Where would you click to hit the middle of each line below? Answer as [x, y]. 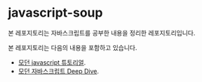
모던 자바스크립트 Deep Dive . [58, 71]
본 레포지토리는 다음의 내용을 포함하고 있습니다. [73, 47]
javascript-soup [55, 13]
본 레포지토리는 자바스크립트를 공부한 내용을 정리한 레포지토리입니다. [102, 33]
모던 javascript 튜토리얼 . [52, 62]
